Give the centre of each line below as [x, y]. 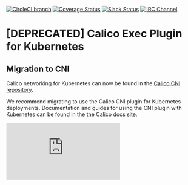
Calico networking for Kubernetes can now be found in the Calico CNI [93, 83]
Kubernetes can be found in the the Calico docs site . [72, 114]
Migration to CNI [38, 69]
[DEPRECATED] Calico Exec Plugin [94, 34]
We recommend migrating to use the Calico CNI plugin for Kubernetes [94, 102]
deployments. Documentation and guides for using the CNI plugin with [94, 108]
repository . [20, 90]
